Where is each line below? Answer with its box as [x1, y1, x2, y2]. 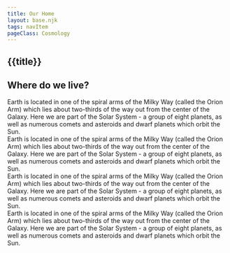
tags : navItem [7, 23, 49, 30]
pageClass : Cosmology [7, 29, 71, 37]
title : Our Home [7, 10, 55, 17]
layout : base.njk [7, 17, 58, 24]
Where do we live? [7, 80, 89, 92]
